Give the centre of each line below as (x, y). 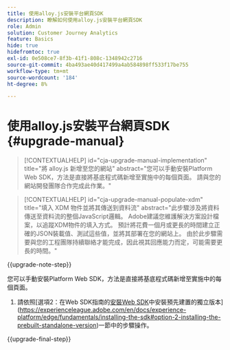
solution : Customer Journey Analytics (62, 33)
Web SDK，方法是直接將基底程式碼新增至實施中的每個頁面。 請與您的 (122, 177)
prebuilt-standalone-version (57, 325)
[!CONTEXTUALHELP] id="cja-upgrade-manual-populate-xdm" (114, 200)
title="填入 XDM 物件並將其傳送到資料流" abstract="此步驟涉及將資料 (122, 208)
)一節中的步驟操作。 (124, 325)
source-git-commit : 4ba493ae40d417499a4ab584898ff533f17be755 (98, 65)
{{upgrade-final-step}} (39, 339)
